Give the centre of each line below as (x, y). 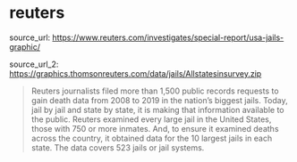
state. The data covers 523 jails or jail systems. (118, 147)
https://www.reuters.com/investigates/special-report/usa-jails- (168, 37)
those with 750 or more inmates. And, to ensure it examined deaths (155, 128)
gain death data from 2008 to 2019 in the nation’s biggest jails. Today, (159, 100)
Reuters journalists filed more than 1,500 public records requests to (155, 91)
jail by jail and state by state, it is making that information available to (157, 109)
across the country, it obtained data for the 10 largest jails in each (152, 138)
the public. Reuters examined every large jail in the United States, (151, 119)
